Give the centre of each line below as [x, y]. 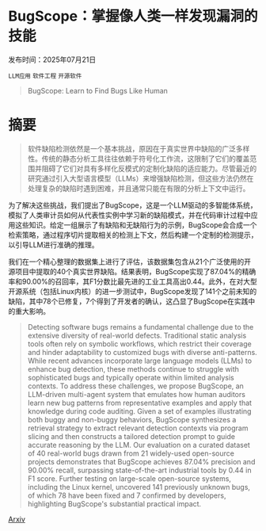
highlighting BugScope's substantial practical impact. [114, 503]
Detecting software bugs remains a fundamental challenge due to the [141, 327]
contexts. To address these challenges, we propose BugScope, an [135, 386]
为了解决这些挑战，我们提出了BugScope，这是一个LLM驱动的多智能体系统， [133, 205]
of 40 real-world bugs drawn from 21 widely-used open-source [131, 453]
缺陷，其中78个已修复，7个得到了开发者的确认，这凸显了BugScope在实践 [128, 301]
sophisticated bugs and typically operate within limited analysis [131, 377]
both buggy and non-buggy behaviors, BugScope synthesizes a [132, 419]
